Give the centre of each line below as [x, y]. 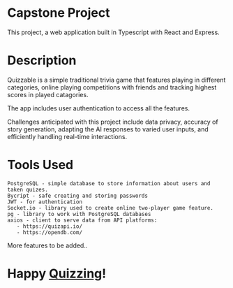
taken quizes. [28, 189]
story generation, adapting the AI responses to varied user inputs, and [108, 129]
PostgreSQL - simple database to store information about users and [109, 183]
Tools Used [40, 165]
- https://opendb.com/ [49, 232]
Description [42, 60]
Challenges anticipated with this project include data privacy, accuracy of [113, 122]
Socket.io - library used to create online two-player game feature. [111, 208]
